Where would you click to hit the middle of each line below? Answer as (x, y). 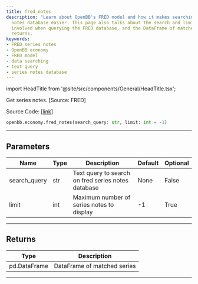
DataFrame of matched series (95, 266)
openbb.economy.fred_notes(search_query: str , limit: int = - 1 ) (87, 123)
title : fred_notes (29, 12)
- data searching (27, 61)
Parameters (28, 146)
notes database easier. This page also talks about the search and (96, 22)
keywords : (18, 39)
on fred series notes (100, 180)
